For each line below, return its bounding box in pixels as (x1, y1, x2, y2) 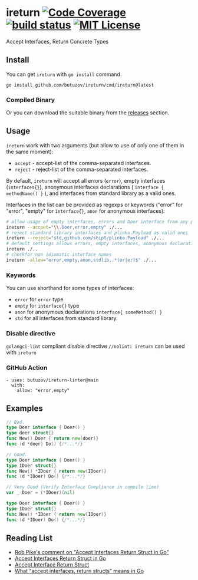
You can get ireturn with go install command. (6, 71, 122, 78)
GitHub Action (6, 364, 48, 372)
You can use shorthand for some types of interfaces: (6, 285, 134, 292)
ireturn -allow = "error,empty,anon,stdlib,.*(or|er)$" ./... (6, 257, 157, 263)
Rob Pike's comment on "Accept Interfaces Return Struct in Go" (14, 549, 169, 556)
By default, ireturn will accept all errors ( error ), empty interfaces (6, 177, 166, 184)
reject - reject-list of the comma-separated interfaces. (14, 166, 148, 173)
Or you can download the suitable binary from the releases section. (6, 109, 170, 116)
